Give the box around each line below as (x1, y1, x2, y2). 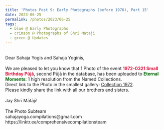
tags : (5, 21, 17, 27)
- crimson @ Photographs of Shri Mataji (10, 31, 95, 36)
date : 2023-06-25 (5, 12, 42, 17)
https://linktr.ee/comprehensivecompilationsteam (5, 119, 107, 125)
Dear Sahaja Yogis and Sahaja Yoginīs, (5, 54, 85, 60)
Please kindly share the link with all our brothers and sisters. (5, 87, 129, 93)
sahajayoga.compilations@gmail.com (5, 113, 82, 119)
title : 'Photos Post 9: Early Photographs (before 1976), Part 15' (5, 7, 149, 13)
